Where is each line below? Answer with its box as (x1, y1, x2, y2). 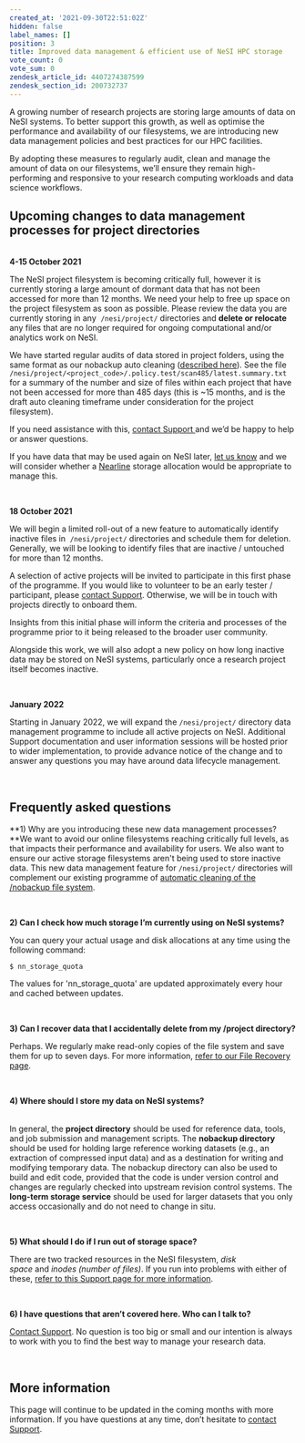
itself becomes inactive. (9, 664, 99, 675)
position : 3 (9, 38, 55, 48)
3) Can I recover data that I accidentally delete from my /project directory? (9, 1023, 296, 1035)
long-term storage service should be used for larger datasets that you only (9, 1191, 293, 1202)
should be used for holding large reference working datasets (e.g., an (9, 1143, 270, 1154)
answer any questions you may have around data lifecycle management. (9, 756, 280, 767)
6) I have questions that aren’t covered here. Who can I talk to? (9, 1309, 252, 1320)
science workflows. (9, 181, 83, 192)
